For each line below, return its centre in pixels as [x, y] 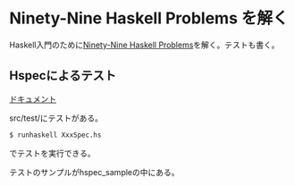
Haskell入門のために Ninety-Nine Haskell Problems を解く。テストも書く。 [144, 45]
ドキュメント [33, 98]
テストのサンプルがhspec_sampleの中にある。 [95, 172]
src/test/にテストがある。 [56, 118]
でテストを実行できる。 [52, 153]
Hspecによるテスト [63, 76]
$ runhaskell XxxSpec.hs [55, 135]
